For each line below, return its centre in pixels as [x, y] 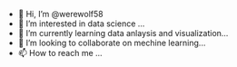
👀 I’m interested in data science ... [81, 24]
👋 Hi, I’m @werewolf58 [60, 14]
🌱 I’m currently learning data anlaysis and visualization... [123, 33]
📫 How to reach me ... [60, 53]
